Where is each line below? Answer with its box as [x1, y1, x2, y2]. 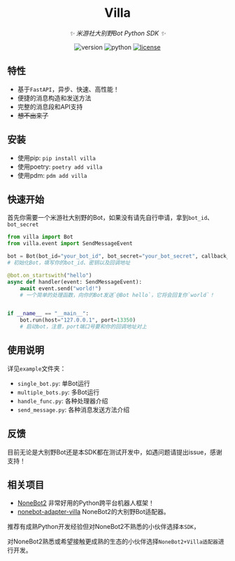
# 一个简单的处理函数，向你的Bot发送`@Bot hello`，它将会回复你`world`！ [20, 291, 215, 298]
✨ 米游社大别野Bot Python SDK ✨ [69, 29, 166, 37]
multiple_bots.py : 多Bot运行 [17, 387, 100, 396]
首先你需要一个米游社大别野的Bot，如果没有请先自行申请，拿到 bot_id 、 [7, 214, 214, 222]
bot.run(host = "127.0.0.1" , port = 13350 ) [20, 317, 136, 324]
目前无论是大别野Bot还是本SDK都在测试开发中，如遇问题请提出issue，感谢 [7, 448, 222, 456]
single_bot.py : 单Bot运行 [17, 379, 90, 387]
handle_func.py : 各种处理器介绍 [17, 396, 108, 405]
